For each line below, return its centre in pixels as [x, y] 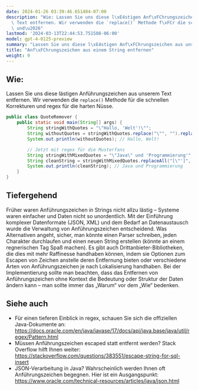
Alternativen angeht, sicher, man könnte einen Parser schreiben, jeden [91, 235]
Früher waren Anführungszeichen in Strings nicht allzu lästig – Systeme [93, 210]
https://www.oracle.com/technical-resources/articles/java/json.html [97, 381]
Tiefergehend [32, 196]
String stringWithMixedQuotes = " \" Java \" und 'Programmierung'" [109, 155]
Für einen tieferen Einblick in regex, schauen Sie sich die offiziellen [96, 318]
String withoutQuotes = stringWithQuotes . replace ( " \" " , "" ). [104, 134]
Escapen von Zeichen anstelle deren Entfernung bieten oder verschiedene [96, 260]
